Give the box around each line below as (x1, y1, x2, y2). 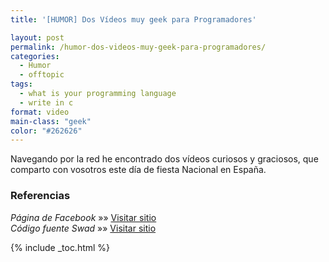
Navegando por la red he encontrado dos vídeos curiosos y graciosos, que (10, 153, 319, 165)
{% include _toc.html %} (10, 241, 111, 253)
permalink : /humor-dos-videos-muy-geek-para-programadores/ (10, 42, 267, 52)
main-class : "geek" (10, 116, 92, 126)
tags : (10, 79, 33, 90)
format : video (10, 107, 70, 117)
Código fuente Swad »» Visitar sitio (10, 222, 157, 234)
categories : (10, 51, 60, 61)
